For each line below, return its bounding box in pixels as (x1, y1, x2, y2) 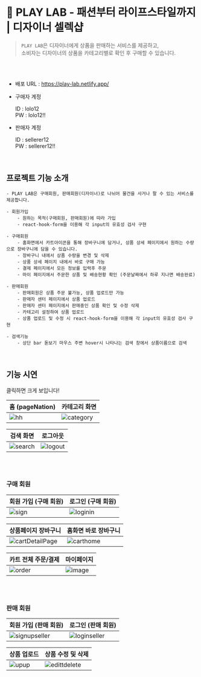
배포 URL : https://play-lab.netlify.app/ (14, 80, 109, 87)
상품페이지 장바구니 (9, 526, 62, 535)
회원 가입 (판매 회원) (9, 621, 64, 629)
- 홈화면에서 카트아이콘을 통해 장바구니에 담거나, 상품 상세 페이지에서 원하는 (17, 240, 183, 246)
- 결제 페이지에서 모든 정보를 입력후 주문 (17, 265, 107, 272)
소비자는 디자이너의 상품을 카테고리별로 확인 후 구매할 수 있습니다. (21, 49, 176, 56)
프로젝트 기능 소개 (6, 173, 69, 183)
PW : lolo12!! (14, 111, 46, 118)
